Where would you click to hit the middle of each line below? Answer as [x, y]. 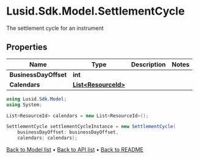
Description [148, 64]
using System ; [24, 105]
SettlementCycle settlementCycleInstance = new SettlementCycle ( [91, 127]
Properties [27, 47]
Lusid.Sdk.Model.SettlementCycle [96, 11]
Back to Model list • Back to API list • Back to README [75, 150]
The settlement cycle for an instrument [55, 28]
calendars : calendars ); [48, 138]
